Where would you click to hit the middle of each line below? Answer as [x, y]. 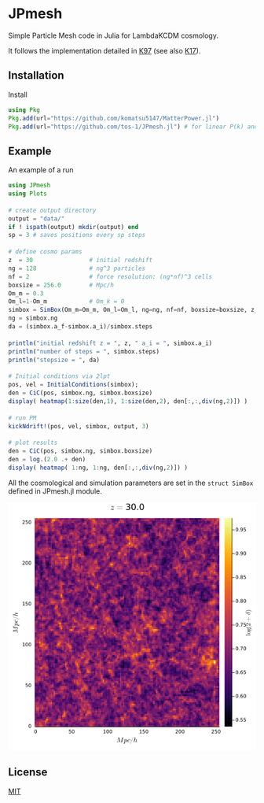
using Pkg [24, 110]
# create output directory [52, 210]
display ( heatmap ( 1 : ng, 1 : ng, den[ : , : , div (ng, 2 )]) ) [98, 468]
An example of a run [41, 170]
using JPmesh [29, 186]
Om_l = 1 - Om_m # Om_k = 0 [66, 302]
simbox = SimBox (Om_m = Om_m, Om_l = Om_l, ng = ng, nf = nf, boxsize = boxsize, [128, 310]
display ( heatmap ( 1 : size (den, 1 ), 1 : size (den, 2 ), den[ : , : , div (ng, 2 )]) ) [128, 401]
